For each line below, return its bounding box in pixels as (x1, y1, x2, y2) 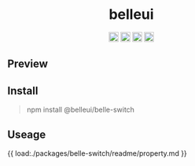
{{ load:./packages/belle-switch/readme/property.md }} (7, 148, 188, 158)
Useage (7, 127, 46, 141)
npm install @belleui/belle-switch (26, 105, 135, 115)
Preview (7, 57, 49, 71)
